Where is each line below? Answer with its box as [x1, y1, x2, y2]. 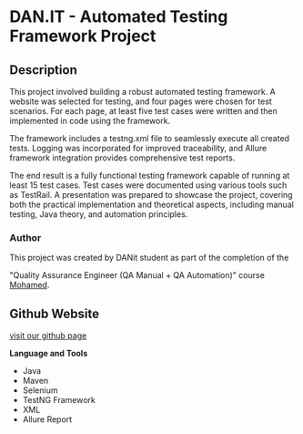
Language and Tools [9, 348, 88, 359]
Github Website [9, 305, 100, 321]
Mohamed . [9, 280, 50, 291]
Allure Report [22, 414, 73, 425]
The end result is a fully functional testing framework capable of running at [9, 170, 290, 181]
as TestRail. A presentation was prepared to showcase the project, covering [9, 190, 293, 200]
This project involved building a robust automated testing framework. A [9, 87, 276, 97]
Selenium [22, 385, 58, 396]
